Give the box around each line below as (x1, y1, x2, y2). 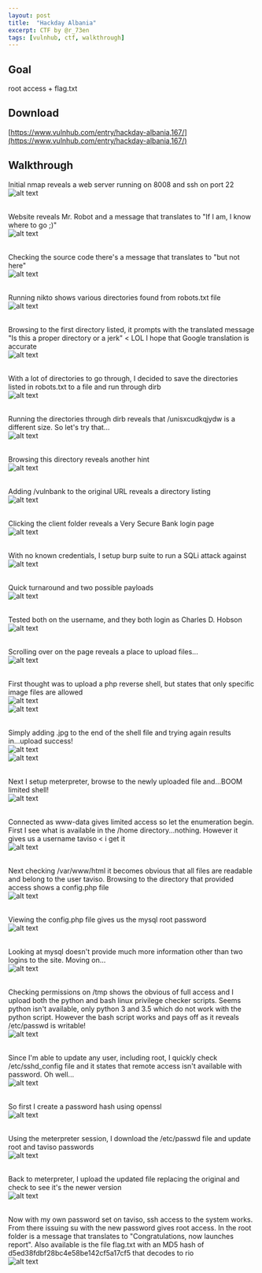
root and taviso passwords (8, 1142, 94, 1151)
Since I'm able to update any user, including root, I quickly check (8, 1053, 218, 1062)
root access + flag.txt (8, 84, 78, 93)
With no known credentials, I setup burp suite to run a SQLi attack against (8, 550, 246, 560)
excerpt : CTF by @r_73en (8, 26, 90, 34)
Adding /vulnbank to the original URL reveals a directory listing (8, 486, 211, 496)
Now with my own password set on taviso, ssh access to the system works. (8, 1215, 253, 1224)
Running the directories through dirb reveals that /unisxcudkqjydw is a (8, 414, 236, 423)
